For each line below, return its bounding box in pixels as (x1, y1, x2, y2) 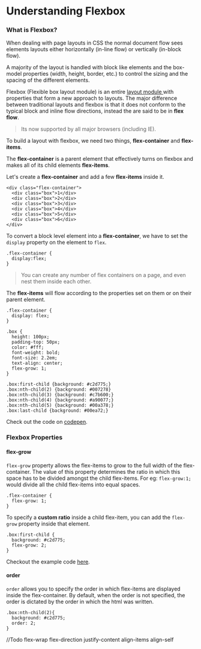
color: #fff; (11, 344, 44, 350)
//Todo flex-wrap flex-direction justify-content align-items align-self (6, 636, 174, 643)
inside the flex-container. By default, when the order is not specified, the (6, 591, 185, 598)
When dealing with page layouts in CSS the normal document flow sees (6, 39, 183, 46)
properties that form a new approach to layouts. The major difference (6, 95, 178, 102)
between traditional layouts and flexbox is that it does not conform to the (6, 101, 186, 108)
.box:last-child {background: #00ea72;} (6, 408, 109, 414)
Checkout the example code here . (6, 558, 90, 565)
